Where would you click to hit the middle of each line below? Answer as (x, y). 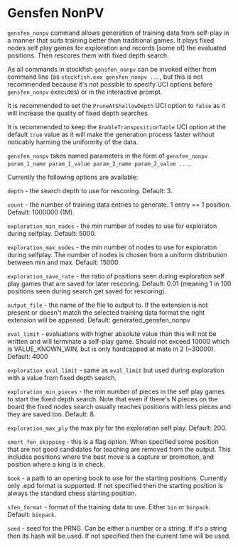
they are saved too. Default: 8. (52, 414)
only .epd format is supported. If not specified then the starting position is (115, 485)
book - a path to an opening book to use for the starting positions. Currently (117, 478)
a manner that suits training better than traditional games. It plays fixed (111, 40)
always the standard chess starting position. (72, 493)
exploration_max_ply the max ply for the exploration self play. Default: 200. (117, 428)
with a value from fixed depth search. (62, 377)
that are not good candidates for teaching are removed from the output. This (119, 449)
